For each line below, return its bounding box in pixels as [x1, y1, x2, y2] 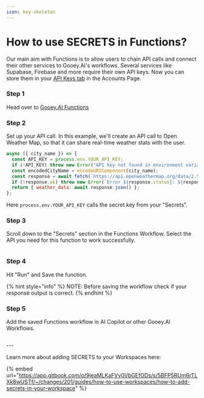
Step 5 [6, 304, 26, 313]
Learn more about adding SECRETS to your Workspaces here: [6, 354, 161, 361]
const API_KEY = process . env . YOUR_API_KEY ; [12, 156, 123, 163]
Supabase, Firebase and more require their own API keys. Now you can [6, 68, 185, 75]
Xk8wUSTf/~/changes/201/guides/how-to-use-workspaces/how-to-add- [6, 378, 190, 386]
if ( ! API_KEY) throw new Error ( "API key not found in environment [12, 162, 183, 168]
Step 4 [6, 257, 26, 266]
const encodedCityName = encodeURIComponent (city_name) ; [12, 168, 159, 174]
